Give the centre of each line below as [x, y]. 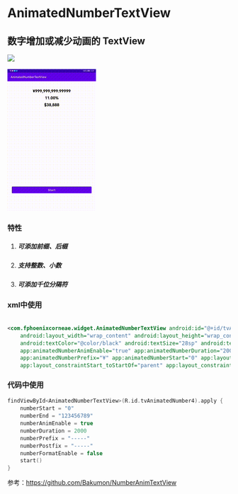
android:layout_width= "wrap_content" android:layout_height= [112, 335]
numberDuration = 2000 [53, 431]
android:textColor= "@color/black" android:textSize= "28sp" [109, 343]
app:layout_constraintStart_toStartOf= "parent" [91, 366]
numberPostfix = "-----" [57, 446]
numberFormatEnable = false [61, 453]
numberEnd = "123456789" [57, 416]
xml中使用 [25, 304]
